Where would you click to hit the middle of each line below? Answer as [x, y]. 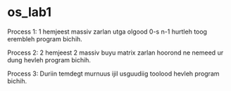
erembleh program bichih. [45, 38]
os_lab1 [29, 12]
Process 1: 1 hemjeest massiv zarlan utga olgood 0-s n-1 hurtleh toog [107, 31]
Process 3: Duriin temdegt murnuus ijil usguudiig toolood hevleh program [113, 73]
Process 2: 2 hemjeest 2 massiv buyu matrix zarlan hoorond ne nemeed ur [115, 52]
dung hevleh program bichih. [49, 59]
